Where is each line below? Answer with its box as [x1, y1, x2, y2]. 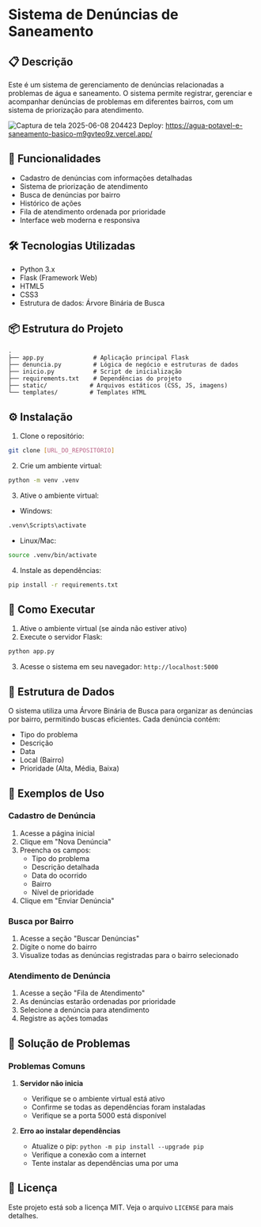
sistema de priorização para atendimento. [8, 106, 144, 114]
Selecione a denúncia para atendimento [19, 1006, 150, 1015]
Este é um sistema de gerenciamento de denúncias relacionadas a [8, 80, 225, 89]
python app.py [8, 648, 55, 656]
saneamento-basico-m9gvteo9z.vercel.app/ [8, 129, 153, 138]
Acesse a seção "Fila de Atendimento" [19, 988, 146, 998]
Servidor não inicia [19, 1079, 84, 1088]
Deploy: [138, 121, 164, 130]
